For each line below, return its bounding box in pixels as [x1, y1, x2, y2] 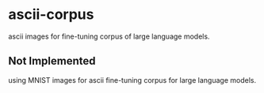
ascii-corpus [8, 6, 94, 24]
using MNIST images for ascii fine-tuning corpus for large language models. [8, 75, 256, 84]
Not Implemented [8, 54, 97, 68]
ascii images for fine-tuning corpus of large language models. [8, 32, 210, 41]
